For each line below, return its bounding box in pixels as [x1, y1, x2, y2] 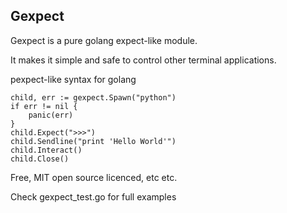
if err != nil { [10, 101, 78, 111]
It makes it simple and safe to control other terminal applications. [10, 54, 277, 66]
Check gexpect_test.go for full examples [10, 190, 177, 203]
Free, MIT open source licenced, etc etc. [10, 171, 178, 183]
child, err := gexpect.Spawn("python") [10, 92, 177, 103]
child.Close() [10, 154, 70, 164]
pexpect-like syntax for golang [10, 73, 137, 85]
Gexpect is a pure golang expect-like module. [10, 34, 198, 46]
